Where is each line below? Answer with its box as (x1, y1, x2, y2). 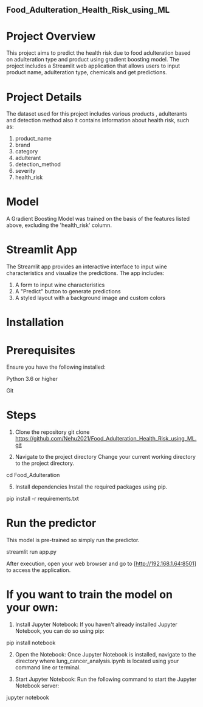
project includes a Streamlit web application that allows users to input (6, 62, 181, 69)
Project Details (6, 90, 82, 104)
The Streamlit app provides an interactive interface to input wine (6, 263, 167, 270)
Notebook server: (15, 682, 60, 689)
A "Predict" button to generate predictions (15, 288, 121, 295)
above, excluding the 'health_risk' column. (6, 221, 112, 229)
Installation (6, 316, 64, 329)
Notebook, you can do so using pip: (15, 627, 105, 635)
